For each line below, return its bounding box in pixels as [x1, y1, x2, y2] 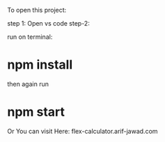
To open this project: [7, 6, 67, 14]
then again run [7, 80, 49, 88]
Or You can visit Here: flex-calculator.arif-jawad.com [7, 127, 158, 135]
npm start [7, 104, 65, 120]
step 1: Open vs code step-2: [7, 19, 91, 27]
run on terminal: [7, 33, 53, 41]
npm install [7, 57, 73, 73]
